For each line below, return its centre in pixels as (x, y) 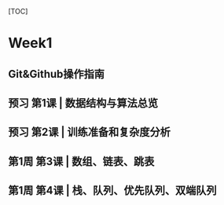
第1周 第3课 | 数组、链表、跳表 (81, 161)
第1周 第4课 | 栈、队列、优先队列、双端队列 (112, 190)
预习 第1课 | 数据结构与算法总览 (83, 102)
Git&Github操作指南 (56, 74)
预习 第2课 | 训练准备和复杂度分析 (89, 132)
